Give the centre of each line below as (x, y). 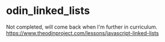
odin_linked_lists (48, 11)
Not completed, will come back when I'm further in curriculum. (82, 27)
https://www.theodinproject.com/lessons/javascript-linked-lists (82, 33)
